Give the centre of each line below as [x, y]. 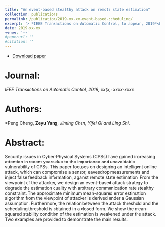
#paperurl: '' [20, 37]
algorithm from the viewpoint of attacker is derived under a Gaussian [75, 198]
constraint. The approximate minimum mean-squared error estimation [76, 193]
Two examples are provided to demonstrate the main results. [67, 219]
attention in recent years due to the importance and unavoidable [70, 162]
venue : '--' [17, 32]
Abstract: [25, 143]
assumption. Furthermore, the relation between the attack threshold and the [82, 203]
